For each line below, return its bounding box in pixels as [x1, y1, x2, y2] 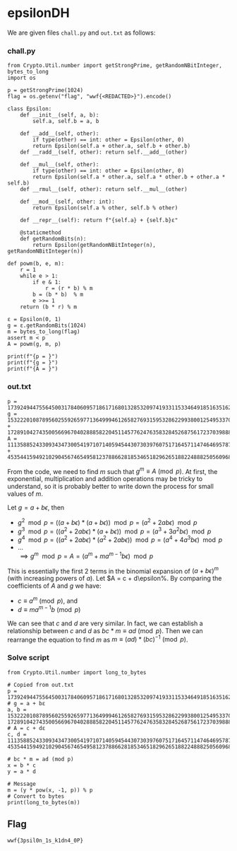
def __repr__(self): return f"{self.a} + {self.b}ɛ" [20, 217, 178, 224]
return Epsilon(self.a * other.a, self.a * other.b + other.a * [32, 173, 226, 181]
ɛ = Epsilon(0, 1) [7, 316, 61, 323]
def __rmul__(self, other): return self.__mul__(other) [20, 186, 188, 193]
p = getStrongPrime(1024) [7, 87, 83, 94]
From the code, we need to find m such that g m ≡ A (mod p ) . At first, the [7, 465, 218, 475]
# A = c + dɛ [7, 724, 46, 731]
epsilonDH [7, 5, 70, 21]
